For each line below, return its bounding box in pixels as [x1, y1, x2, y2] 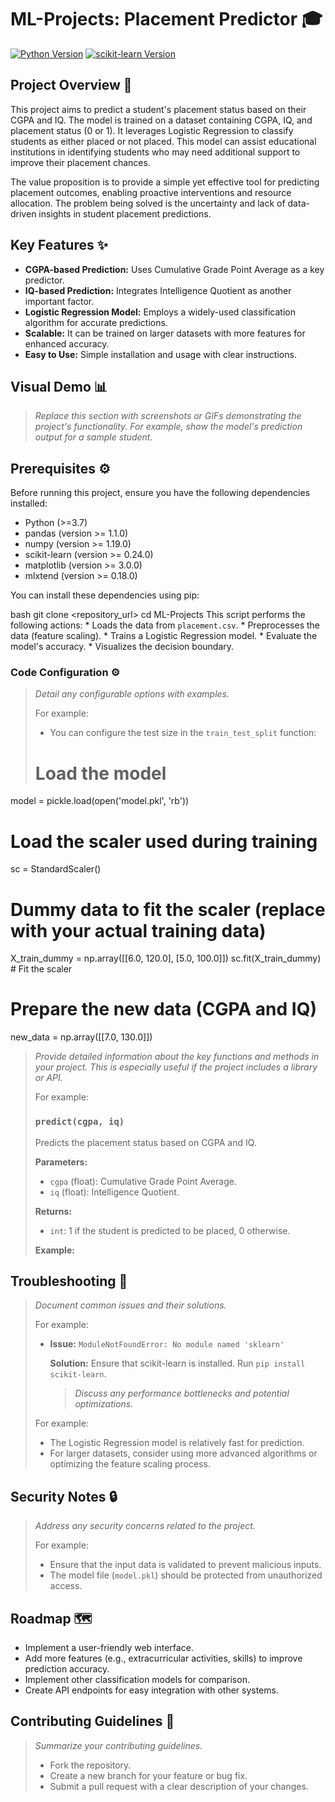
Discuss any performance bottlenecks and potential [74, 1387, 290, 1400]
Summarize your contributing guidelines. [34, 1739, 203, 1751]
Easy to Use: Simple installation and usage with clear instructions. [24, 348, 297, 360]
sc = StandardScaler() [10, 863, 102, 875]
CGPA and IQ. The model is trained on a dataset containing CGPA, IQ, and [10, 114, 313, 126]
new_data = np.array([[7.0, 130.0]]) [10, 1031, 153, 1043]
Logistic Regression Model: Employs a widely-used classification [24, 306, 296, 318]
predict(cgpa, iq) [34, 1116, 125, 1128]
